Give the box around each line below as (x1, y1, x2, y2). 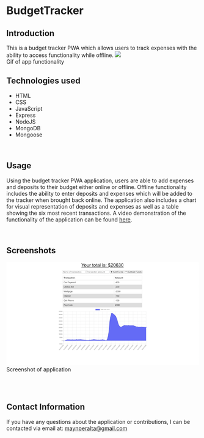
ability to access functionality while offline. (6, 51, 114, 59)
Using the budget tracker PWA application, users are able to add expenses (6, 177, 194, 184)
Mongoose (15, 131, 43, 138)
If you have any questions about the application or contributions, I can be (6, 418, 191, 425)
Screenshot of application (6, 366, 71, 373)
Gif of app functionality (6, 58, 65, 65)
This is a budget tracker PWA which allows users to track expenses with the (6, 44, 197, 51)
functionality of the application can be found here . (6, 215, 133, 223)
